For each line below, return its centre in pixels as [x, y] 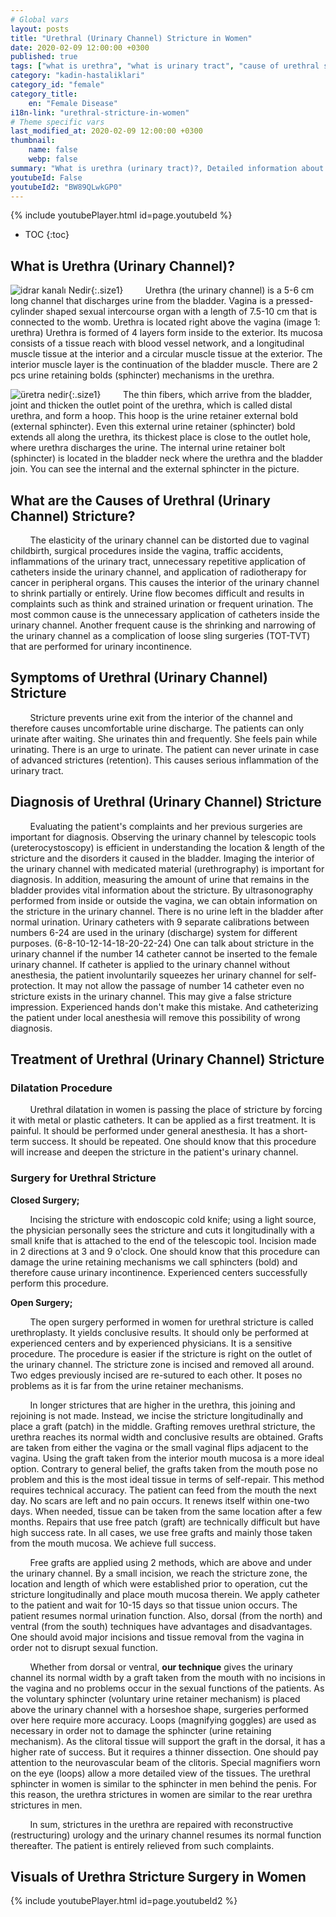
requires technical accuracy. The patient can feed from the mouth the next [163, 1490]
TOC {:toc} [47, 235]
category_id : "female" [57, 85]
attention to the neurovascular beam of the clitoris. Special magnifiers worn [165, 1762]
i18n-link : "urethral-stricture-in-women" [100, 112]
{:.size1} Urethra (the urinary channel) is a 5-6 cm [202, 290]
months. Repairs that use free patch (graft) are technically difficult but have [165, 1522]
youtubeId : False [46, 177]
